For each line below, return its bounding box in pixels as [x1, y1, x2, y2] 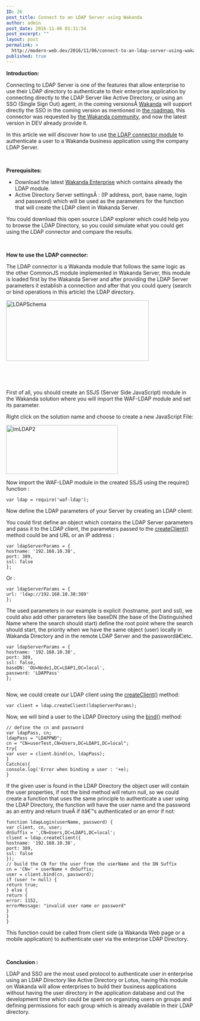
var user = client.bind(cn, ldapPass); [6, 751, 105, 757]
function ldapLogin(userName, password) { [6, 819, 113, 825]
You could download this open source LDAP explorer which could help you [6, 215, 189, 222]
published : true [6, 53, 46, 59]
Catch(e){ [6, 761, 31, 767]
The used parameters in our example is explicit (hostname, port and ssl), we [6, 607, 193, 614]
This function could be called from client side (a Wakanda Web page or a [6, 929, 185, 936]
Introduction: [6, 69, 40, 77]
